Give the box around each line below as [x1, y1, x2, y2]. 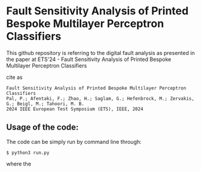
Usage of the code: [6, 122, 79, 133]
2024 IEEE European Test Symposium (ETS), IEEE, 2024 [6, 106, 144, 112]
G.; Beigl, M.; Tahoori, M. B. [6, 100, 85, 107]
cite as [6, 73, 23, 81]
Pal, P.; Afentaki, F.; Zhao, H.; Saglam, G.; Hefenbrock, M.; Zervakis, [6, 96, 195, 102]
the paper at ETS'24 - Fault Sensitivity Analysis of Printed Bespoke [6, 56, 172, 63]
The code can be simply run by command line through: [6, 138, 142, 145]
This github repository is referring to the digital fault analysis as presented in [6, 49, 195, 56]
